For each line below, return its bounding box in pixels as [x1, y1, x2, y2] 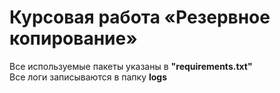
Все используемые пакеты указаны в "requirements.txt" [9, 60, 253, 72]
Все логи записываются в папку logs [9, 71, 168, 83]
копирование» [9, 27, 138, 50]
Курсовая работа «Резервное [9, 6, 271, 29]
